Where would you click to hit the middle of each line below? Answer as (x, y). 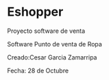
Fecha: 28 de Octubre (38, 70)
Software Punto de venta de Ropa (55, 44)
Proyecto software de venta (46, 31)
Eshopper (35, 12)
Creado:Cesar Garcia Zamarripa (52, 57)
